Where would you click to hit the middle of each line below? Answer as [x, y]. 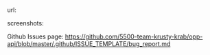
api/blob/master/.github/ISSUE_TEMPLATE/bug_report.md [89, 44]
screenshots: [25, 23]
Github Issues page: [35, 36]
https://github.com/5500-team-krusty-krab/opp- [134, 36]
